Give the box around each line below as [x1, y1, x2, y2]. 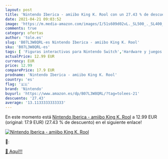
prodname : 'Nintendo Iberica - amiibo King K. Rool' [5, 72, 117, 77]
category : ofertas [5, 30, 43, 35]
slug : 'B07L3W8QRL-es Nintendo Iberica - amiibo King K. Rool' [5, 40, 140, 45]
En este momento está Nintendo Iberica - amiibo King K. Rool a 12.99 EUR [5, 114, 157, 120]
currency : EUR [5, 58, 35, 63]
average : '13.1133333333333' [5, 100, 66, 105]
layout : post [5, 7, 32, 12]
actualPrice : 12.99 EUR [5, 53, 55, 59]
